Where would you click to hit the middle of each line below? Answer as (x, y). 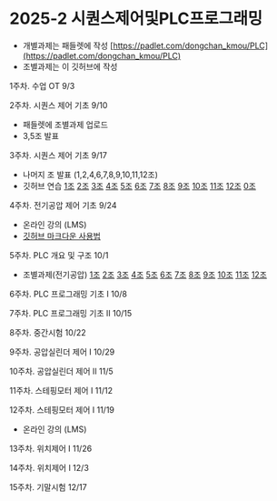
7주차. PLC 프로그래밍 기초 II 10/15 (71, 313)
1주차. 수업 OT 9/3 (42, 85)
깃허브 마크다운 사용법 (62, 235)
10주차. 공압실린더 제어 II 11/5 (61, 371)
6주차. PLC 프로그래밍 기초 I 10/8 (69, 294)
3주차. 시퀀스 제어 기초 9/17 (58, 155)
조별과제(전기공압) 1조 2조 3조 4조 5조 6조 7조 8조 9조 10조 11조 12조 (145, 275)
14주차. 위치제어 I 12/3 (49, 467)
